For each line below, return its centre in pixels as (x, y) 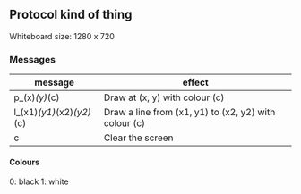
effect (195, 82)
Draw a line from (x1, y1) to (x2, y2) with (189, 113)
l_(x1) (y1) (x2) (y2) (53, 113)
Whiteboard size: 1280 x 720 (62, 36)
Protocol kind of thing (71, 15)
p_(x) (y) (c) (37, 97)
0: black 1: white (39, 181)
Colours (25, 162)
